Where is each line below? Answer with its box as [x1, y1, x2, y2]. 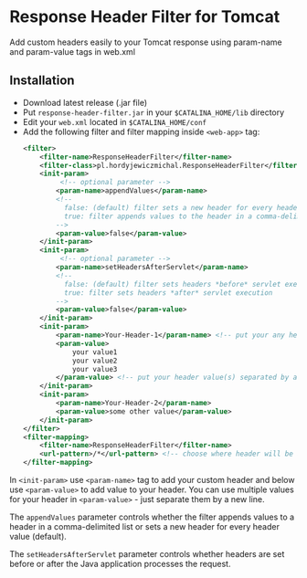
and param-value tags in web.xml [9, 46, 135, 57]
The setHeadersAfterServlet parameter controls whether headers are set [9, 549, 285, 559]
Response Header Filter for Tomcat [9, 6, 281, 27]
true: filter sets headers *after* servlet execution [63, 288, 273, 298]
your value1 [71, 347, 118, 357]
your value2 [71, 356, 118, 365]
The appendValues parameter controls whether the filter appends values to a [9, 511, 295, 522]
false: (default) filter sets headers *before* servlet [63, 279, 281, 289]
